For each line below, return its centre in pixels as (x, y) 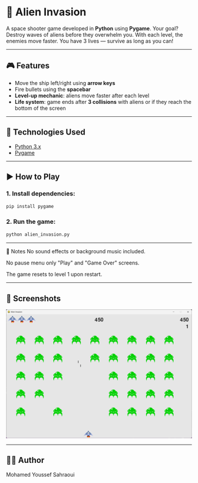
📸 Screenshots (34, 298)
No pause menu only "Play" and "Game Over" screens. (73, 263)
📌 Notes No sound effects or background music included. (76, 252)
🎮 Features (28, 66)
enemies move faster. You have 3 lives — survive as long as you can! (90, 41)
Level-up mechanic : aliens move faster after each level (82, 95)
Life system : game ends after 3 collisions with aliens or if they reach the (103, 102)
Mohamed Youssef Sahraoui (40, 474)
